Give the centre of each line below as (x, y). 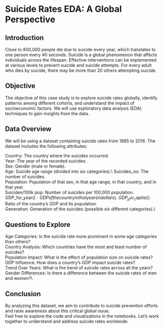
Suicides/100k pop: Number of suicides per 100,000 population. (69, 192)
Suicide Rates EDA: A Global (63, 9)
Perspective (30, 19)
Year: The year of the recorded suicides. (46, 161)
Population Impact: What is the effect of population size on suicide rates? (79, 258)
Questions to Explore (38, 224)
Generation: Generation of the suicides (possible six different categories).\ (80, 209)
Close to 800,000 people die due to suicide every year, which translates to (81, 49)
